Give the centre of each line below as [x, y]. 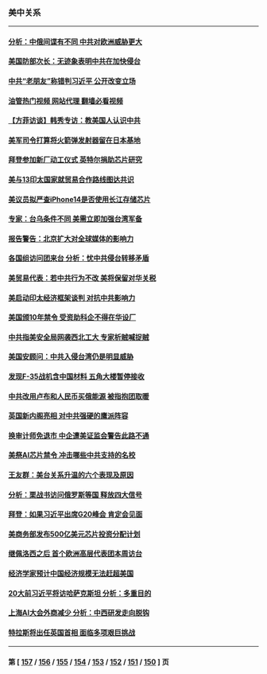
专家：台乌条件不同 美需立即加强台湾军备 [75, 219]
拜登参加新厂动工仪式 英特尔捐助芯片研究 [75, 160]
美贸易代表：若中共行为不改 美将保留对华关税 [82, 278]
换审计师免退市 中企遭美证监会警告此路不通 [79, 435]
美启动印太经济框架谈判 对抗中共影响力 [72, 298]
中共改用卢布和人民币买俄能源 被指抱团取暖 [79, 396]
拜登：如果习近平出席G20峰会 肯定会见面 [75, 514]
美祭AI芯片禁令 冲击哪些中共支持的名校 [72, 455]
